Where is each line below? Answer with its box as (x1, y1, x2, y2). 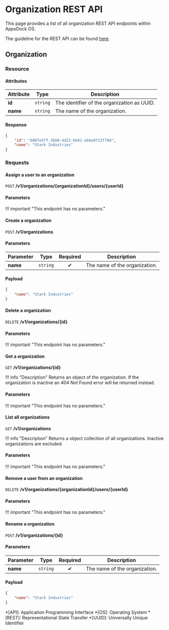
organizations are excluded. (5, 440, 63, 447)
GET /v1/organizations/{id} (5, 364, 61, 370)
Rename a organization (5, 521, 54, 527)
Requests (5, 159, 29, 166)
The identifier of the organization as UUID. (55, 99, 155, 106)
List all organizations (5, 414, 50, 420)
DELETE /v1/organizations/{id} (5, 318, 68, 325)
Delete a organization (5, 308, 51, 314)
